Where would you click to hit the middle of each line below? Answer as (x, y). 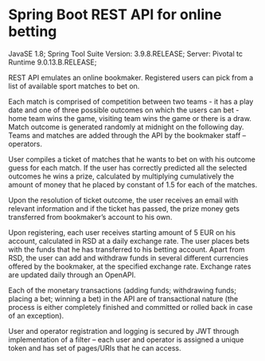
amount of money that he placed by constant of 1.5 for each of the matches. (133, 184)
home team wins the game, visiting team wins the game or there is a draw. (130, 118)
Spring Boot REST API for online (115, 15)
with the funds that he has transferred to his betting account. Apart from (127, 249)
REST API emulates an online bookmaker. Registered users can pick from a (131, 77)
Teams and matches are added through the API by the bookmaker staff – (127, 135)
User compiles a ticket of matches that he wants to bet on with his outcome (132, 159)
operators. (25, 143)
